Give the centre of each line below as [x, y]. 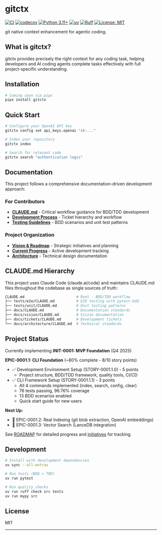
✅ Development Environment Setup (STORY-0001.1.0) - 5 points [75, 369]
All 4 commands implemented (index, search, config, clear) [78, 385]
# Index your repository [30, 139]
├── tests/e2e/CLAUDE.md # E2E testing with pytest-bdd [72, 301]
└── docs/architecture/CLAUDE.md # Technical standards [63, 324]
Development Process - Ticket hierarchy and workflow [67, 217]
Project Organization [30, 235]
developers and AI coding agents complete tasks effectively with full [73, 63]
